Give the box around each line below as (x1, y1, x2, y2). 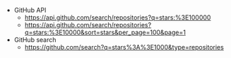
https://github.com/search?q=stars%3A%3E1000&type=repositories (24, 43, 224, 51)
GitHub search (13, 36, 57, 44)
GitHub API (13, 6, 47, 14)
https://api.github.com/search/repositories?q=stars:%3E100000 (24, 13, 211, 22)
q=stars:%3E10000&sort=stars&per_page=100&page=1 (24, 28, 186, 36)
